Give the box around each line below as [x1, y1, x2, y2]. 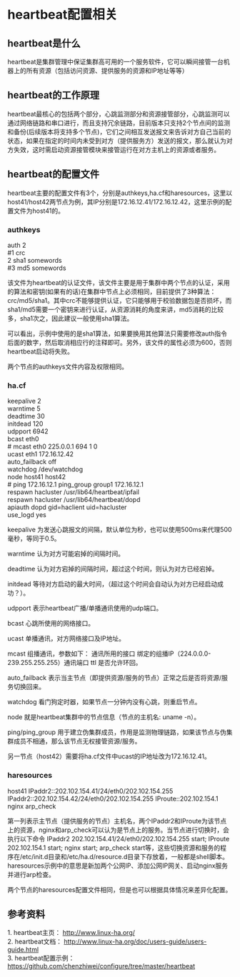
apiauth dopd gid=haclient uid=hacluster [7, 503, 127, 511]
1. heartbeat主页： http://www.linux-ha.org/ [7, 928, 136, 937]
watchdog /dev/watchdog [7, 465, 84, 474]
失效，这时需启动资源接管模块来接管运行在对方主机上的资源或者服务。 [13, 145, 220, 154]
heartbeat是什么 [7, 37, 81, 49]
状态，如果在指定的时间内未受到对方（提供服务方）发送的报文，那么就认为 [7, 136, 226, 145]
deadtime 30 [7, 412, 45, 421]
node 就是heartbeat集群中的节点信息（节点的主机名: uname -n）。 [7, 713, 201, 721]
